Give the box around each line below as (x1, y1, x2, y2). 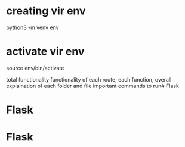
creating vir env (6, 4, 86, 18)
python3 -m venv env (6, 24, 59, 31)
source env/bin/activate (6, 64, 64, 71)
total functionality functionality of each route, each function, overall (6, 76, 172, 83)
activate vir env (6, 45, 85, 58)
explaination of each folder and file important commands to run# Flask (6, 82, 179, 89)
